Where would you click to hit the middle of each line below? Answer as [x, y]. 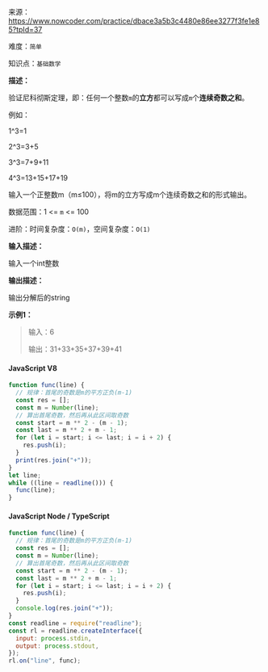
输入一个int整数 [34, 263]
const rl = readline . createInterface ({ [75, 631]
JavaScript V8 [33, 368]
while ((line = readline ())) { [61, 483]
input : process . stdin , [54, 638]
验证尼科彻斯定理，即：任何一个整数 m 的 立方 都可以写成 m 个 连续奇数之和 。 [129, 98]
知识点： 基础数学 [35, 63]
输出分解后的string [39, 298]
